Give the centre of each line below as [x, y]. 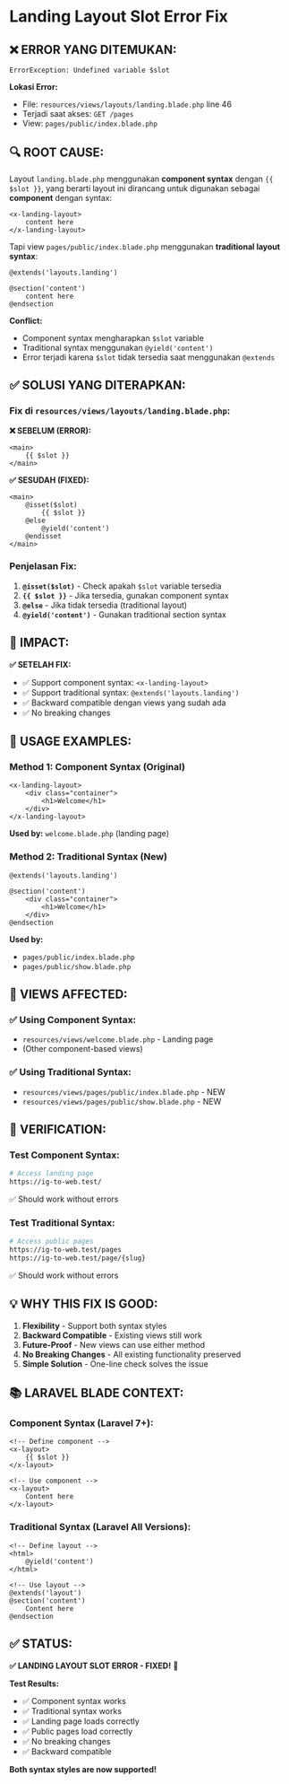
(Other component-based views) [82, 1049]
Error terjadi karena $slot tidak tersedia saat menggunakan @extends [149, 357]
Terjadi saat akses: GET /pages [78, 114]
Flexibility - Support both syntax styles [94, 1325]
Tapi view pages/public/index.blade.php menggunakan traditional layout [144, 246]
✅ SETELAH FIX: [40, 664]
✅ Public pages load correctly [77, 1731]
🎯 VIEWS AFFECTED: [68, 994]
